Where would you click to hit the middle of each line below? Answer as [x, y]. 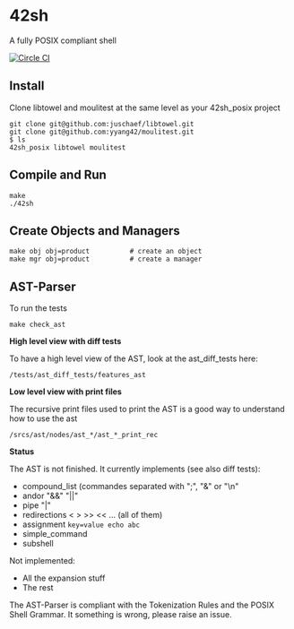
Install [27, 86]
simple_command [55, 534]
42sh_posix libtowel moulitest [68, 147]
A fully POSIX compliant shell [63, 40]
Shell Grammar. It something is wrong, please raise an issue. [121, 615]
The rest [38, 588]
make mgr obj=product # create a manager [106, 259]
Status [22, 452]
